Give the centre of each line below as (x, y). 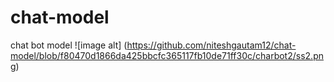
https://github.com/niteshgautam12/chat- (211, 45)
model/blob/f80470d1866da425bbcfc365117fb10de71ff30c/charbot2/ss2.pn (167, 55)
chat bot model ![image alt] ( (69, 45)
